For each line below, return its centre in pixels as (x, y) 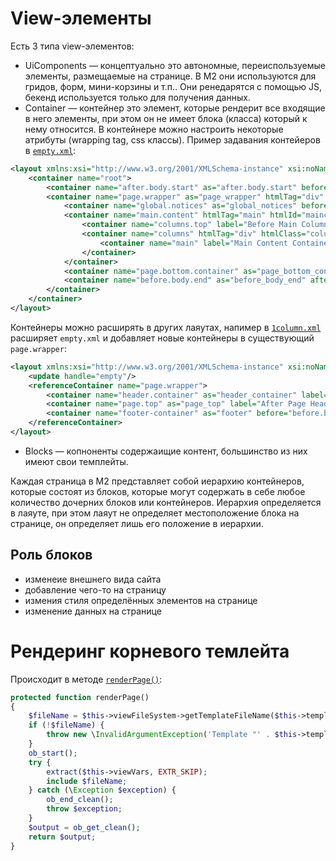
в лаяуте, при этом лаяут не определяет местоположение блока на (155, 513)
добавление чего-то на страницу (95, 589)
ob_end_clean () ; (80, 800)
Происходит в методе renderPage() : (86, 679)
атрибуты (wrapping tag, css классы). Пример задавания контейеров (172, 139)
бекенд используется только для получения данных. (137, 97)
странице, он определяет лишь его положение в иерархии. (137, 523)
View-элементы (81, 18)
